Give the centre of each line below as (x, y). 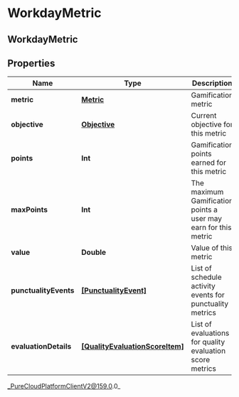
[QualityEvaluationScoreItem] (133, 347)
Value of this (212, 248)
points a (205, 210)
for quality (208, 342)
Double (94, 252)
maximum (207, 192)
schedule (206, 277)
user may (207, 219)
